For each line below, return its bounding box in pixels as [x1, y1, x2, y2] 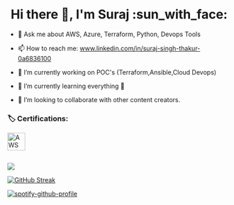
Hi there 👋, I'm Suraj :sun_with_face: [10, 6, 228, 23]
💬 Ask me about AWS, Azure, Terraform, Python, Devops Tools [17, 30, 201, 38]
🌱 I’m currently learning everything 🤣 [17, 82, 126, 90]
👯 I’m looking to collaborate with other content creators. [17, 95, 181, 104]
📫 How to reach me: [17, 44, 79, 52]
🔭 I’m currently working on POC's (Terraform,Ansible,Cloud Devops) [17, 67, 217, 77]
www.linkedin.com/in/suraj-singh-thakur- [79, 44, 201, 52]
